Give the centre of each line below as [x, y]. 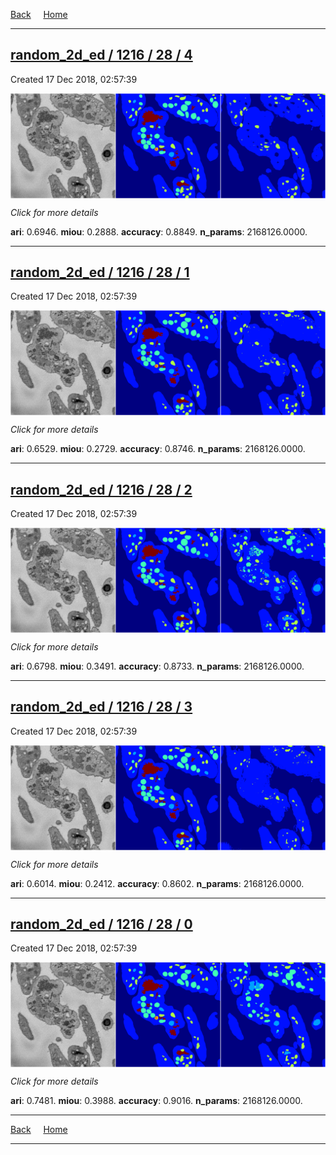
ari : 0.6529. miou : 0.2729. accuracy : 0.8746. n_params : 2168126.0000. [158, 449]
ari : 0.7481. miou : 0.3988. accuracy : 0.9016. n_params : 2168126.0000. [156, 1101]
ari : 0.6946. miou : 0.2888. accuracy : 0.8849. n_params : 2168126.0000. [159, 231]
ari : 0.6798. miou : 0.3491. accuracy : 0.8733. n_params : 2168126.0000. [157, 666]
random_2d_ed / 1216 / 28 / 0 [101, 924]
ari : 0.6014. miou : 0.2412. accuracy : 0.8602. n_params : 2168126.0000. [157, 883]
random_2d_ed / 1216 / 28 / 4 [101, 55]
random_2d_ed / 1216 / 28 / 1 [100, 272]
